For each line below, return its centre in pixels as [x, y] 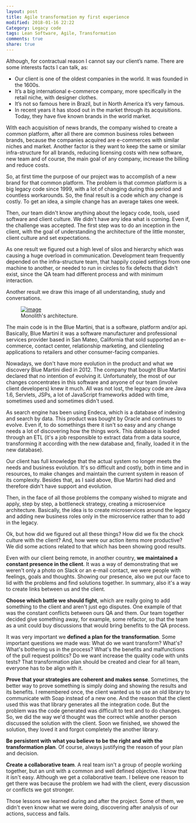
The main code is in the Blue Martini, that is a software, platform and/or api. [97, 327]
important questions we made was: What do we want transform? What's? [94, 643]
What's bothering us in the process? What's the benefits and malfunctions [96, 649]
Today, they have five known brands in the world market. [83, 116]
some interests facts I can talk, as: [47, 67]
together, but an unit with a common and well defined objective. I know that [97, 771]
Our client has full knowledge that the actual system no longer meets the [94, 461]
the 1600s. [27, 85]
